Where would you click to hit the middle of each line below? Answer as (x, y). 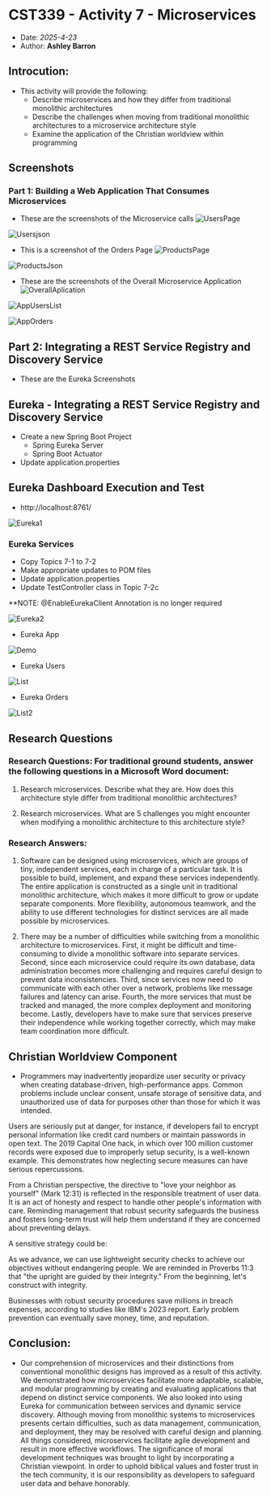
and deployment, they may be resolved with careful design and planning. (142, 1431)
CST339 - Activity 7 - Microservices (132, 15)
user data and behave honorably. (75, 1483)
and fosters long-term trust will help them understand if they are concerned (134, 1219)
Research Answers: (48, 843)
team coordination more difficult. (74, 1031)
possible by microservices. (65, 921)
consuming (39, 954)
